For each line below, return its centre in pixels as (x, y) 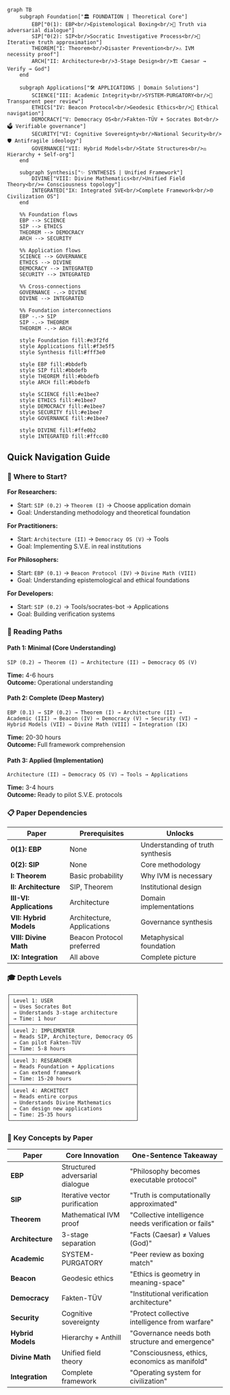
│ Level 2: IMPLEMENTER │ (73, 1030)
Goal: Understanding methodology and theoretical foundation (103, 512)
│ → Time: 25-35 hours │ (73, 1114)
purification (80, 1204)
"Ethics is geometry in (165, 1274)
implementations (167, 906)
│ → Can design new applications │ (73, 1109)
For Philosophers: (33, 559)
